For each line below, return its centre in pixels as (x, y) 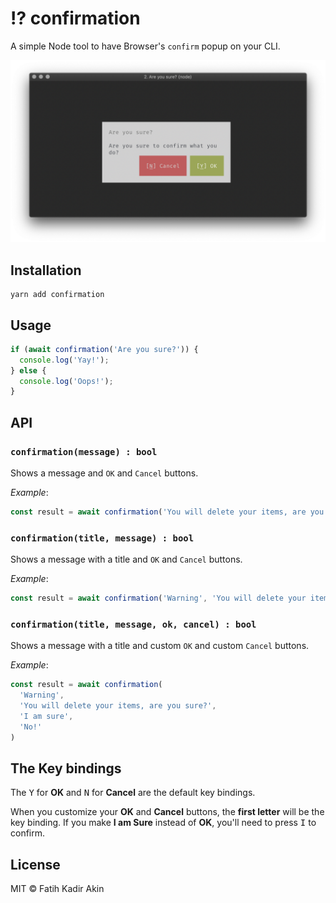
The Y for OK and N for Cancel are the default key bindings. (133, 793)
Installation (46, 270)
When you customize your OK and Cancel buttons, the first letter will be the (167, 812)
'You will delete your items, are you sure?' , (118, 706)
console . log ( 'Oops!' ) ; (66, 381)
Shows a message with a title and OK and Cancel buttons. (126, 559)
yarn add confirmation (57, 295)
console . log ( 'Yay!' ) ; (64, 360)
